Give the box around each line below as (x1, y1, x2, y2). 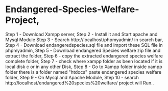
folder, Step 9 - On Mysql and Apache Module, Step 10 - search (5, 74, 139, 80)
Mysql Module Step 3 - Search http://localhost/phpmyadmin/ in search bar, (5, 37, 163, 43)
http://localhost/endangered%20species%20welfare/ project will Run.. (5, 80, 154, 86)
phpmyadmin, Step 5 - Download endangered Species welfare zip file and (5, 47, 161, 53)
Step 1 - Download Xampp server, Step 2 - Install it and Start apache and (5, 31, 158, 37)
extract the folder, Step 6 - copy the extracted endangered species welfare (5, 52, 163, 59)
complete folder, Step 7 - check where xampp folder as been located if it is (5, 58, 163, 64)
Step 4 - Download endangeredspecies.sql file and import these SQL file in (5, 42, 163, 48)
